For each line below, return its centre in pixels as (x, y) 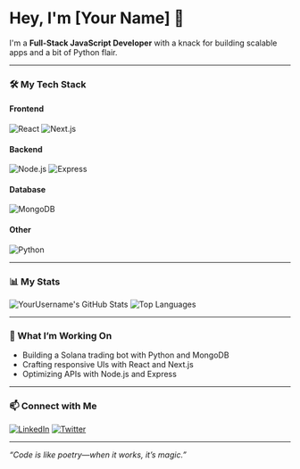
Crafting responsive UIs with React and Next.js (108, 365)
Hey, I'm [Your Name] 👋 (97, 18)
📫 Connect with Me (53, 407)
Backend (26, 149)
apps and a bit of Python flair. (63, 52)
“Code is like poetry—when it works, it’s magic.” (98, 455)
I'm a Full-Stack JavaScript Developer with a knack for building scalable (143, 43)
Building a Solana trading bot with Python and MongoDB (125, 355)
